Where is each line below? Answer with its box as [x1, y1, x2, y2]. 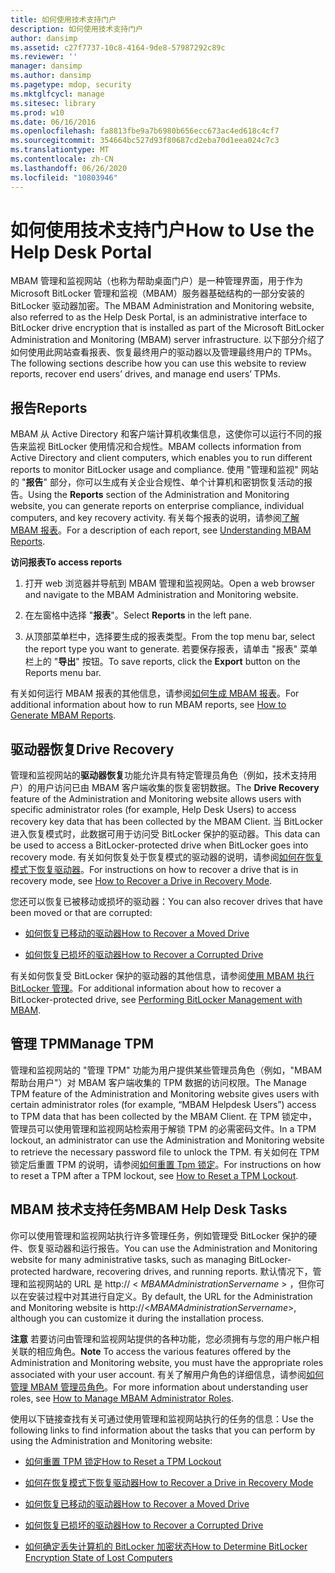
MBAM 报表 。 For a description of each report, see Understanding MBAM [10, 524, 312, 536]
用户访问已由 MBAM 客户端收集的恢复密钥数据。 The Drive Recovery [36, 782, 320, 794]
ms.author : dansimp [10, 71, 92, 81]
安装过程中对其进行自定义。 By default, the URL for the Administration [27, 1290, 313, 1302]
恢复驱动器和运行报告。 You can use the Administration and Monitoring [27, 1242, 318, 1254]
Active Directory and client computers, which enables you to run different [10, 452, 313, 464]
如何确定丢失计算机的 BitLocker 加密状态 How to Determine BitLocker [24, 1540, 308, 1552]
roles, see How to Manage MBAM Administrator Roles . [10, 1392, 234, 1404]
